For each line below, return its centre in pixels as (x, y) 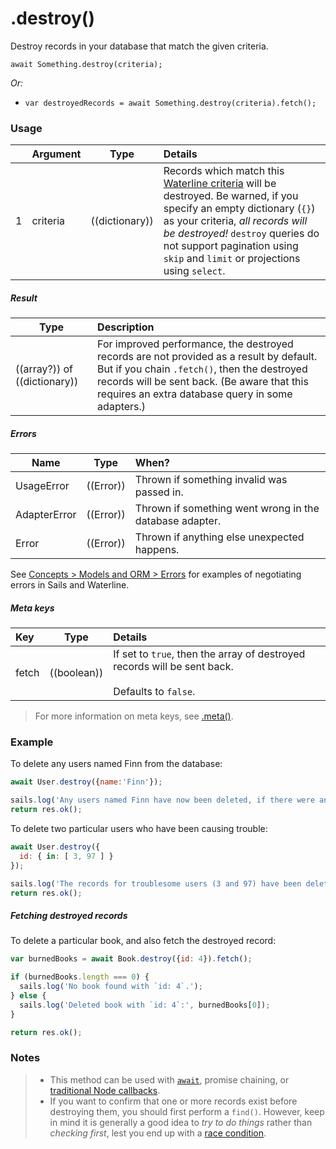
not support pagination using (231, 246)
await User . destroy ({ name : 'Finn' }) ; (86, 782)
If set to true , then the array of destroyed (209, 654)
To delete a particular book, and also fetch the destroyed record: (143, 941)
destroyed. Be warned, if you (231, 196)
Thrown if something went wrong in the (227, 509)
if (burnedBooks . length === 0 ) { (80, 977)
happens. (157, 550)
